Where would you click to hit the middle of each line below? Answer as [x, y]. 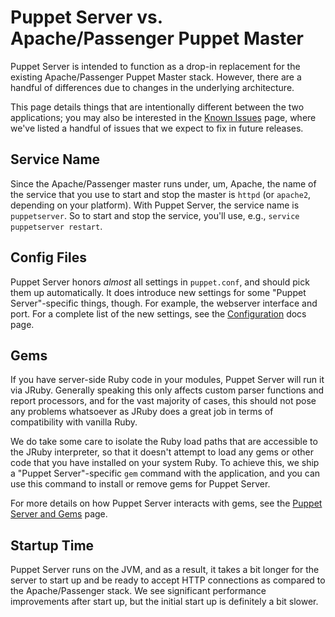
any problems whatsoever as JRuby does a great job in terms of [142, 412]
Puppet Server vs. [86, 17]
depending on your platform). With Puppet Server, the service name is [155, 205]
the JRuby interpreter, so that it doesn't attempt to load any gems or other [162, 452]
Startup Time [52, 545]
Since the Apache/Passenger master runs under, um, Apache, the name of [163, 183]
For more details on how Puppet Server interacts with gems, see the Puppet [166, 503]
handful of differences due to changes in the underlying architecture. [152, 87]
